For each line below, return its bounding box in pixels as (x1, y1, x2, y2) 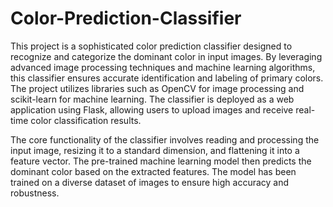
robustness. (10, 187, 60, 199)
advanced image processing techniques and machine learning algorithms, (10, 61, 316, 73)
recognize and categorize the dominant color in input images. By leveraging (10, 50, 323, 62)
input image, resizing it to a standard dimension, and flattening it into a (10, 144, 300, 156)
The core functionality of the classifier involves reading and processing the (10, 133, 320, 146)
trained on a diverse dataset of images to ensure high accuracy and (10, 176, 290, 188)
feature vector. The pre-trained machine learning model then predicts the (10, 155, 312, 167)
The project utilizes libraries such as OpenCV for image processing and (10, 82, 305, 94)
